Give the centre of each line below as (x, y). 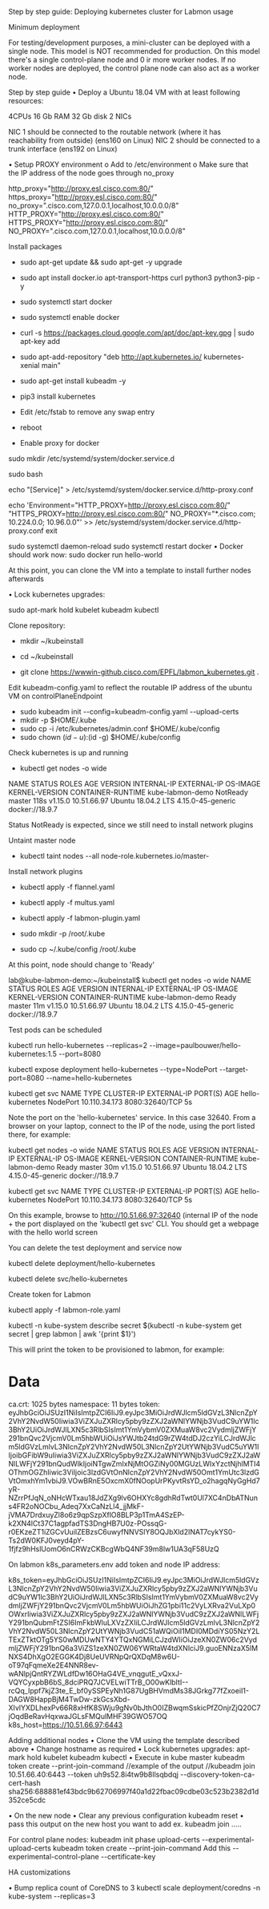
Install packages (35, 247)
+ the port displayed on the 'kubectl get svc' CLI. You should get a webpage (134, 1223)
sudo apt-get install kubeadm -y (73, 381)
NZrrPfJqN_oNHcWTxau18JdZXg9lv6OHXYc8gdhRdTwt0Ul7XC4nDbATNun (133, 1498)
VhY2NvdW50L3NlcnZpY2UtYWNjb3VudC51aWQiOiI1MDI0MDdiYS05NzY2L (134, 1631)
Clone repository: (37, 625)
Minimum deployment (44, 27)
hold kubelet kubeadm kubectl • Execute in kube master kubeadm (136, 1757)
